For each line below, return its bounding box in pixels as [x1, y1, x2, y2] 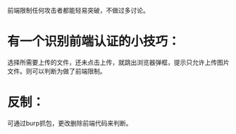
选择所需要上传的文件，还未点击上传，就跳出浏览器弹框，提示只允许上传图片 [7, 58, 230, 66]
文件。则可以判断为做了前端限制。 [7, 66, 106, 75]
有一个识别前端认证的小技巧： [7, 34, 181, 49]
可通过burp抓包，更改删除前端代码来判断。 [7, 118, 132, 127]
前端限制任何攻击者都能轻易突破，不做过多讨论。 [7, 6, 149, 14]
